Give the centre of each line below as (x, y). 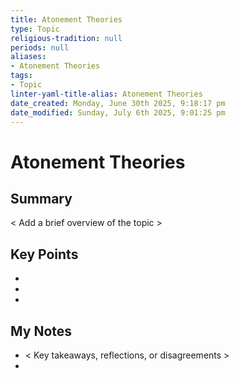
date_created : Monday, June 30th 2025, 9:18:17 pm (118, 103)
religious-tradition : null (66, 38)
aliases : (28, 57)
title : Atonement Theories (66, 19)
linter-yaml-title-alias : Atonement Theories (106, 94)
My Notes (41, 331)
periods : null (40, 47)
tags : (21, 76)
